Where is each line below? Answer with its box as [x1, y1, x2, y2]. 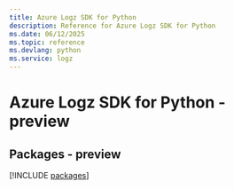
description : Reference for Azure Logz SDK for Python [9, 21, 216, 30]
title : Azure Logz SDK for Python [9, 12, 137, 22]
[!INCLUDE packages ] [9, 170, 90, 180]
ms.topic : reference [9, 37, 86, 47]
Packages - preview [9, 146, 121, 161]
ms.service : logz [9, 54, 74, 63]
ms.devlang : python [9, 46, 82, 55]
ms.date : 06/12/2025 [9, 29, 86, 38]
